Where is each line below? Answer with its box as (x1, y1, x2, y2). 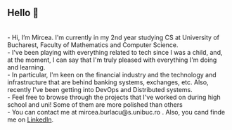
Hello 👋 (7, 7, 39, 19)
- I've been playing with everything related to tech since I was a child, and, (7, 48, 223, 56)
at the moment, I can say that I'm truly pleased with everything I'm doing (7, 56, 217, 64)
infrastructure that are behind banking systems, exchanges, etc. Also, (7, 78, 209, 86)
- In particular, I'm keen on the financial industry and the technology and (7, 70, 217, 79)
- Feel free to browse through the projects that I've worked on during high (7, 93, 221, 101)
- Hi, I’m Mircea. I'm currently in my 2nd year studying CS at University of (7, 33, 220, 41)
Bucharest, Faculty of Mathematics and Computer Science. (7, 40, 179, 49)
